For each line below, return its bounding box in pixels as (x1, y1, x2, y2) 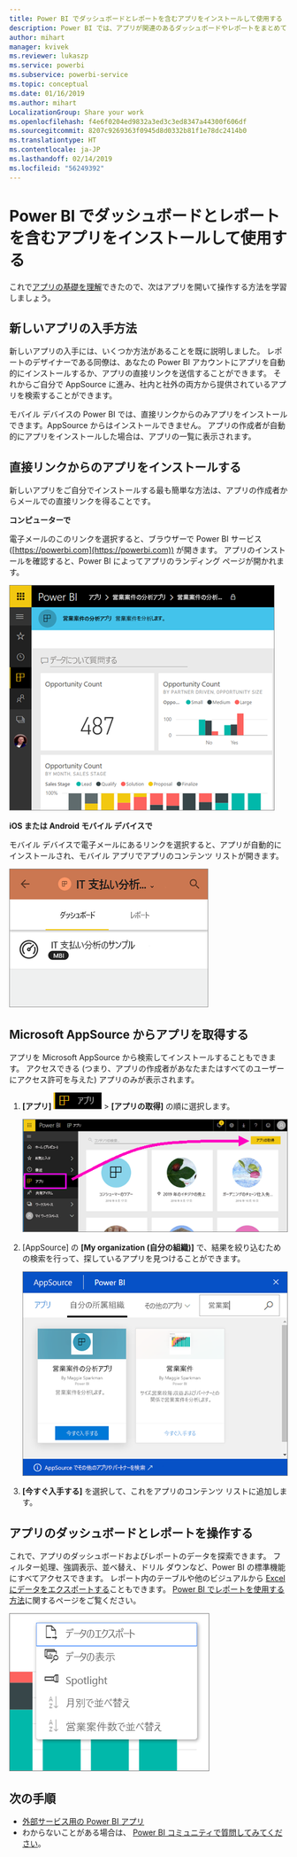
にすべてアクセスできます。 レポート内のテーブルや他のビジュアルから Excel (9, 1573, 286, 1584)
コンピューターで (9, 515, 72, 526)
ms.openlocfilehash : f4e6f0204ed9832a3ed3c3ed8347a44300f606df (9, 117, 247, 126)
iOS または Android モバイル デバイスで (9, 821, 153, 831)
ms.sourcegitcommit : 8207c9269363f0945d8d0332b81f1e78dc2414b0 (9, 127, 247, 136)
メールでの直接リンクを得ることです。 (16, 496, 156, 507)
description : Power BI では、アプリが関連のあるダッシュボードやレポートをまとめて (9, 23, 287, 33)
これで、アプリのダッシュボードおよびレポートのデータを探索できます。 (9, 1551, 271, 1562)
